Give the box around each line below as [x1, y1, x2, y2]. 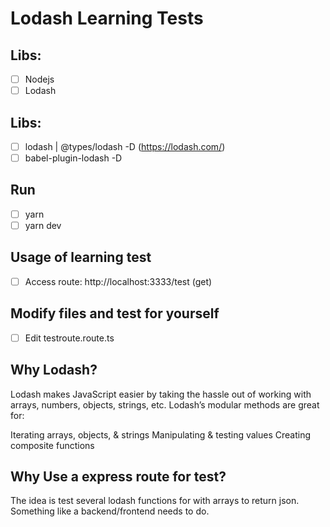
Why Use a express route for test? [10, 468, 227, 485]
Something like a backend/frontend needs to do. [10, 505, 210, 517]
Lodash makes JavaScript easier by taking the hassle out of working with [10, 388, 312, 400]
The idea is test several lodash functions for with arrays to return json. [10, 495, 300, 507]
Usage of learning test [10, 249, 152, 266]
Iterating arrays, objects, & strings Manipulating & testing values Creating [10, 428, 312, 441]
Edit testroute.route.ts [24, 332, 115, 344]
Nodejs [24, 73, 55, 85]
